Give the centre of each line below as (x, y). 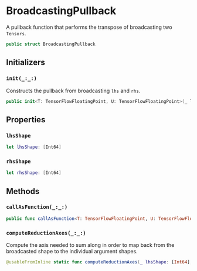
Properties (26, 120)
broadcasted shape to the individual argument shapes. (72, 251)
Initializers (26, 63)
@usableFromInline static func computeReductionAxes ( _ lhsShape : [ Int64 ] (98, 262)
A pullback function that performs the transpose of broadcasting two (89, 27)
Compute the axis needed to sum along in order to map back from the (90, 245)
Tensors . (16, 33)
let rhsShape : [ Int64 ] (34, 173)
